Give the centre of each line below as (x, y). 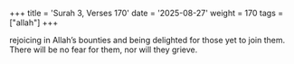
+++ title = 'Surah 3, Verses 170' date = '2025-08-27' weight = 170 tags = (146, 13)
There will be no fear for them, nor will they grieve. (104, 50)
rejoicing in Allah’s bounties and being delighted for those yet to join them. (147, 40)
